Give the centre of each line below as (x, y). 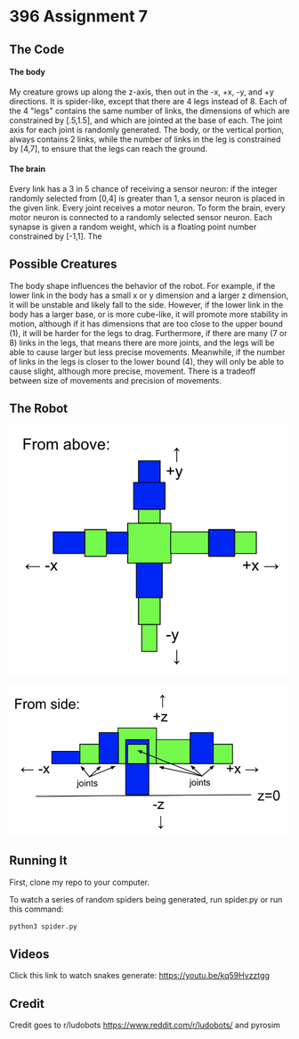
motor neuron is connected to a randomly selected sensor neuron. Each (141, 217)
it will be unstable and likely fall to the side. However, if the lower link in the (146, 304)
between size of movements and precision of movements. (116, 380)
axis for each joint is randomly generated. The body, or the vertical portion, (147, 129)
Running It (38, 861)
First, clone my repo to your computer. (79, 882)
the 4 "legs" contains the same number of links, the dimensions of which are (149, 111)
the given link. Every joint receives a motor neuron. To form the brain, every (148, 208)
